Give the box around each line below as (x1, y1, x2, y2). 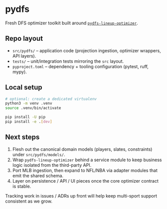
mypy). (12, 69, 27, 75)
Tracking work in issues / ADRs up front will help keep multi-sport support (5, 193, 158, 199)
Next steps (5, 133, 40, 141)
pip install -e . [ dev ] (5, 119, 52, 124)
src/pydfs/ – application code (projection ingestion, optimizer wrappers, (12, 47, 161, 53)
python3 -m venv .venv (5, 101, 52, 106)
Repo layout (5, 34, 43, 43)
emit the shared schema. (12, 173, 64, 179)
